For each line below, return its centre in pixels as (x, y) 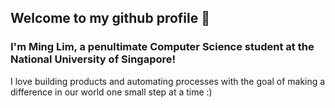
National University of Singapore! (93, 59)
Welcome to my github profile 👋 (110, 18)
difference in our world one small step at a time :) (111, 92)
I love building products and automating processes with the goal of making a (168, 81)
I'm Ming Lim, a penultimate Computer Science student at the (162, 47)
